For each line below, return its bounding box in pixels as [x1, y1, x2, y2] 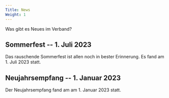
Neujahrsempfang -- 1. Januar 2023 [5, 73, 121, 82]
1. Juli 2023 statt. [5, 59, 41, 65]
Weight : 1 [5, 12, 26, 17]
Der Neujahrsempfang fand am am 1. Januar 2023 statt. [5, 87, 121, 93]
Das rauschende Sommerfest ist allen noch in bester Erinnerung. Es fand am [5, 54, 164, 60]
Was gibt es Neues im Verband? [5, 26, 72, 32]
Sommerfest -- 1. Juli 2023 [5, 40, 92, 49]
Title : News [5, 7, 30, 13]
